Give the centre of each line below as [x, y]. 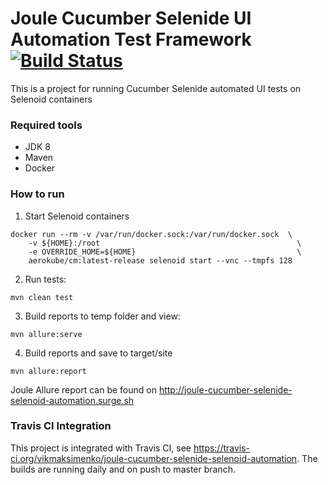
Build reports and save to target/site [98, 353]
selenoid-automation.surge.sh [72, 400]
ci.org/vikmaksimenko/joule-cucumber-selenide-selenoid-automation [154, 458]
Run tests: [45, 279]
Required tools [46, 125]
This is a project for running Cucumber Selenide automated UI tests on [156, 88]
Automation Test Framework [131, 39]
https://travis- [222, 448]
